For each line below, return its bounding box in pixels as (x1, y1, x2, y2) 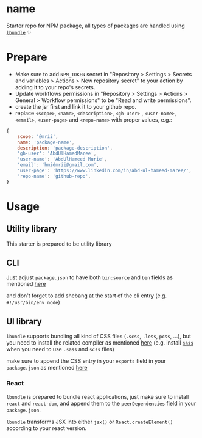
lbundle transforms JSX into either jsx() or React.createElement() (6, 418, 173, 425)
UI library (6, 316, 42, 327)
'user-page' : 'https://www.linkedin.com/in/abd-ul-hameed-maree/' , (17, 167, 192, 173)
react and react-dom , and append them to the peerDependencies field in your (6, 400, 197, 407)
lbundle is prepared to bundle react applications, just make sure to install (6, 393, 189, 400)
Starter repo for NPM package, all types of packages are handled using (6, 22, 186, 29)
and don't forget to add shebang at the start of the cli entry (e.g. (6, 292, 167, 299)
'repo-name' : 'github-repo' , (17, 173, 91, 179)
